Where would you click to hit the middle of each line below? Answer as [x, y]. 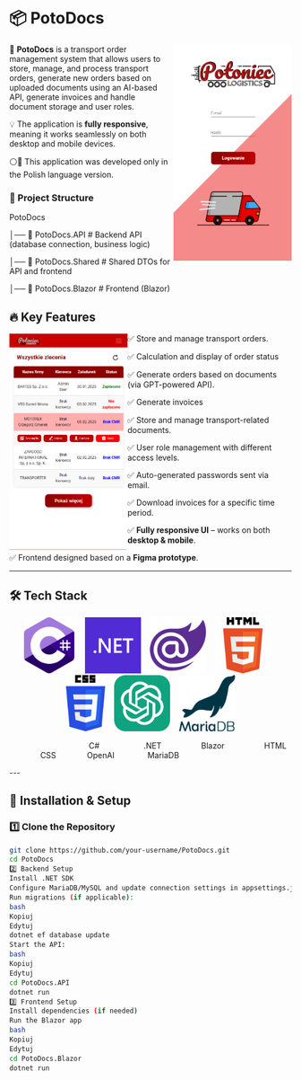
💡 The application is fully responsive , [79, 124]
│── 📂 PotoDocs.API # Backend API [76, 235]
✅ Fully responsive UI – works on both [199, 530]
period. [141, 513]
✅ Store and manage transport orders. [198, 339]
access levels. [154, 458]
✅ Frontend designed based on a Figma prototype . [104, 558]
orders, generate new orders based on [81, 77]
